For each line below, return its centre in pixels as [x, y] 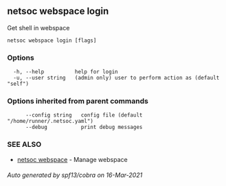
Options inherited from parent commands [78, 101]
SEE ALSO [24, 145]
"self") [18, 84]
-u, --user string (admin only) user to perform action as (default [116, 78]
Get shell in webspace [38, 27]
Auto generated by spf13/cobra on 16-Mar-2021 [75, 175]
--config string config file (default [84, 115]
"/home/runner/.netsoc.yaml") [50, 121]
